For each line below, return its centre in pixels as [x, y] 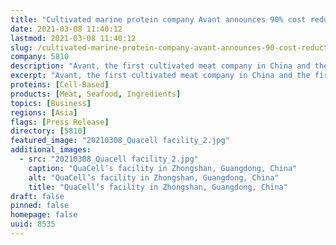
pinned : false [40, 206]
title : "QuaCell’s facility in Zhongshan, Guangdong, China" [158, 187]
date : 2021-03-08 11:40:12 [66, 29]
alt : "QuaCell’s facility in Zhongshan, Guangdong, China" [154, 177]
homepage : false [44, 215]
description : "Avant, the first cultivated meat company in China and [160, 66]
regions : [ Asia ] [44, 112]
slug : [21, 47]
